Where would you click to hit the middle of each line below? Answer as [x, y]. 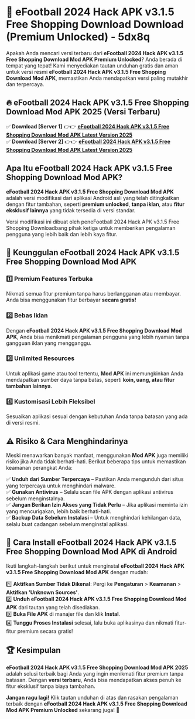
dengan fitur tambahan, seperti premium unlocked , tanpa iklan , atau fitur [95, 204]
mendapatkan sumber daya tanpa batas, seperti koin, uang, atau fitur [90, 379]
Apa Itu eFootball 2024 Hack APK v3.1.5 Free [89, 169]
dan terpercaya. [25, 84]
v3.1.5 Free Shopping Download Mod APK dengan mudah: [77, 572]
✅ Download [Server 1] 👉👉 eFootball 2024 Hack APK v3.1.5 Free [88, 126]
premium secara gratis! [45, 631]
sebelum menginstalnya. [36, 498]
